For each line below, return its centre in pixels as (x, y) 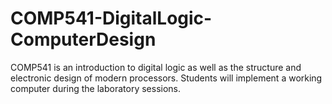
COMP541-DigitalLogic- (111, 18)
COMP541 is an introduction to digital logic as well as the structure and (156, 67)
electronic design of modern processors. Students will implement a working (166, 78)
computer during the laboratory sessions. (96, 88)
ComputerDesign (83, 39)
